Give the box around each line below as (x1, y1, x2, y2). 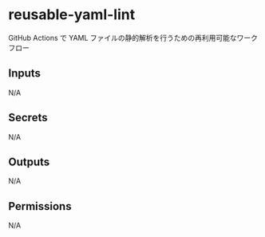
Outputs (8, 155, 50, 168)
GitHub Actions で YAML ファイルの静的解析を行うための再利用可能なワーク (8, 33, 258, 42)
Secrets (8, 111, 48, 124)
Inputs (8, 66, 42, 81)
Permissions (8, 199, 72, 213)
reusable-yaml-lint (8, 6, 136, 24)
